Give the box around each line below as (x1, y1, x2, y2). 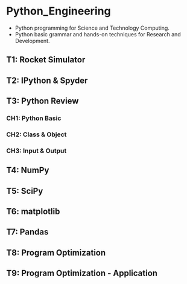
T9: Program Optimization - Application (6, 268, 158, 279)
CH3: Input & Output (6, 147, 67, 155)
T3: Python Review (6, 96, 79, 107)
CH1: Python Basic (6, 114, 62, 122)
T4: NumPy (6, 165, 49, 176)
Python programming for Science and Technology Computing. (14, 24, 170, 31)
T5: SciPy (6, 186, 43, 196)
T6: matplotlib (6, 206, 60, 217)
